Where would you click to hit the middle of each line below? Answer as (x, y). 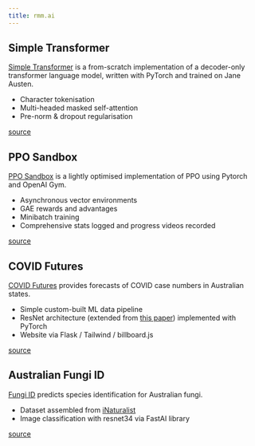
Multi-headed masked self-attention (79, 108)
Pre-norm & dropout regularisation (76, 116)
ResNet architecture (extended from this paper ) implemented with (128, 318)
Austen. (21, 84)
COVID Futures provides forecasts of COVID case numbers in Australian (126, 286)
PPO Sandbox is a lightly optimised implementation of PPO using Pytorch (128, 176)
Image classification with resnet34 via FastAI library (104, 418)
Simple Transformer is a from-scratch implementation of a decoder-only (127, 67)
